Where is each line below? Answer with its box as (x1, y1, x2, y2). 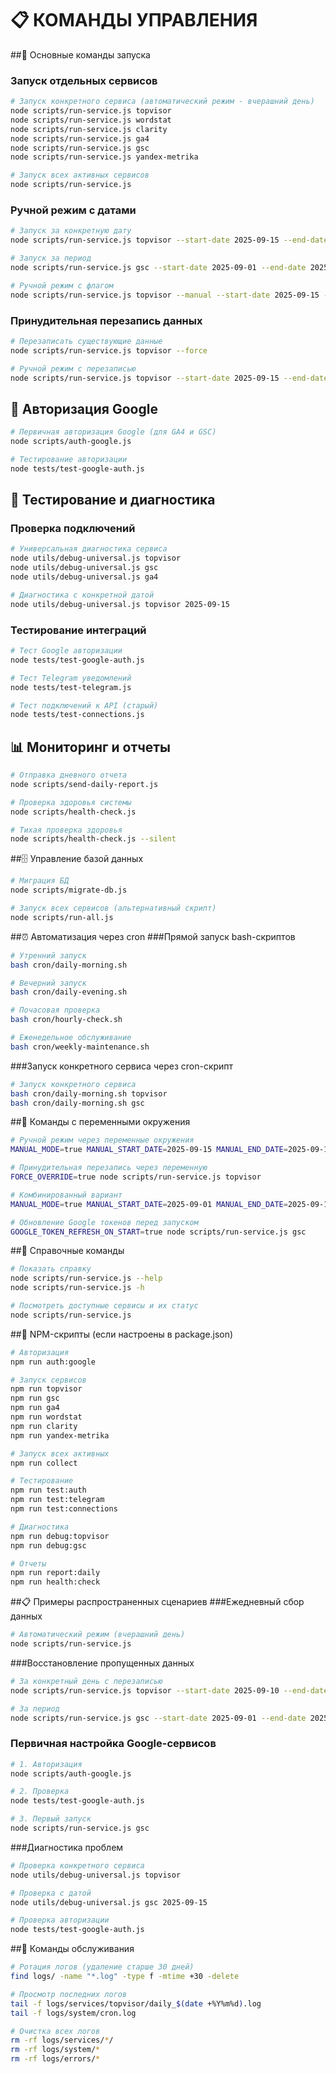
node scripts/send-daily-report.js (10, 779, 159, 789)
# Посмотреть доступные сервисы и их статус (10, 1301, 199, 1311)
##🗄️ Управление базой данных (10, 853, 144, 865)
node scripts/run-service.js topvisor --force (10, 345, 208, 356)
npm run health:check (10, 1577, 101, 1587)
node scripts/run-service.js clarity (10, 124, 168, 134)
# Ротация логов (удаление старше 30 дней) (10, 1962, 195, 1972)
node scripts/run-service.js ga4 (10, 133, 150, 144)
